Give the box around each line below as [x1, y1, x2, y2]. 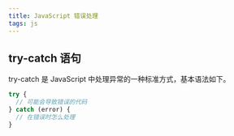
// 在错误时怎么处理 [15, 113, 76, 121]
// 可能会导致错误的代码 [15, 98, 88, 106]
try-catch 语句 [8, 51, 81, 65]
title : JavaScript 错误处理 [8, 11, 99, 20]
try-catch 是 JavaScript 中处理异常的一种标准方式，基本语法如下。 [8, 74, 231, 84]
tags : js [8, 19, 38, 28]
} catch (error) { [8, 106, 71, 114]
